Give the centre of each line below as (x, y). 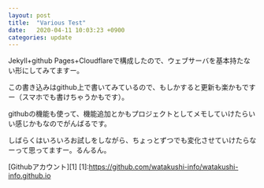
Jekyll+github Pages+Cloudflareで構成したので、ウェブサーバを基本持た (126, 61)
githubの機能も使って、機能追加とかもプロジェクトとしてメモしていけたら (128, 114)
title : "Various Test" (47, 23)
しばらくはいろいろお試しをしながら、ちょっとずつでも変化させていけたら (129, 140)
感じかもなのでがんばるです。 (63, 123)
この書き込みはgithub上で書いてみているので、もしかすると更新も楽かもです (132, 87)
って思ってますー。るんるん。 (63, 150)
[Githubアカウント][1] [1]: (48, 167)
